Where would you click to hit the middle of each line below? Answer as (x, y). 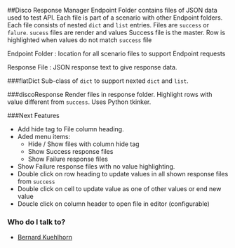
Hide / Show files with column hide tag (83, 144)
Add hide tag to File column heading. (70, 129)
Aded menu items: (44, 137)
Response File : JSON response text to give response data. (92, 67)
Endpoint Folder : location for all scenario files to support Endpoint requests (116, 53)
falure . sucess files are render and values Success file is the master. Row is (116, 32)
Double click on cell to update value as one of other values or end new (119, 189)
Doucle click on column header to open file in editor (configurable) (114, 204)
